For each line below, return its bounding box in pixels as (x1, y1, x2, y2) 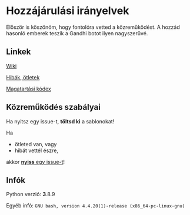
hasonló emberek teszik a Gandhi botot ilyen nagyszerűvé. (6, 29, 148, 36)
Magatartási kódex (6, 85, 52, 92)
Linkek (6, 47, 31, 57)
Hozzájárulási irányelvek (6, 4, 129, 18)
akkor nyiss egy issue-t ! (6, 158, 65, 165)
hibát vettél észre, (14, 147, 59, 154)
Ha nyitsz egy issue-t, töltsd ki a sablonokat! (6, 117, 115, 125)
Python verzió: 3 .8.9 (6, 191, 55, 198)
